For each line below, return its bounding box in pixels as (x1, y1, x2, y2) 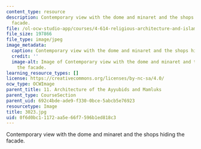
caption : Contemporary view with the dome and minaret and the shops (11, 48, 188, 54)
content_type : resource (6, 8, 66, 15)
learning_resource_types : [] (6, 70, 79, 76)
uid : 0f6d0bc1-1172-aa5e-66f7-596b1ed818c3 (6, 114, 117, 120)
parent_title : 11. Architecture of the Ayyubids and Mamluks (6, 87, 162, 93)
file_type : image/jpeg (6, 37, 63, 42)
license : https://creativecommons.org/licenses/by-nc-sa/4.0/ (6, 75, 165, 81)
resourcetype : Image (6, 103, 58, 110)
